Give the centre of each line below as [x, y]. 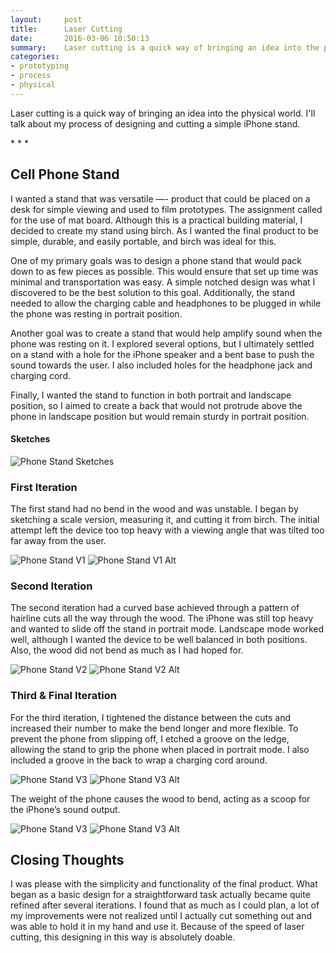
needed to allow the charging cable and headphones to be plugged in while [166, 303]
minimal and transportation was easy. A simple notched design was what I [163, 282]
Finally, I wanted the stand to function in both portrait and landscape [151, 395]
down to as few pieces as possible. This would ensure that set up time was [164, 271]
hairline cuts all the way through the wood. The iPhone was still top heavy [162, 618]
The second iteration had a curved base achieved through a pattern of [155, 608]
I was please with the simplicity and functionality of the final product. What [164, 884]
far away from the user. [58, 541]
